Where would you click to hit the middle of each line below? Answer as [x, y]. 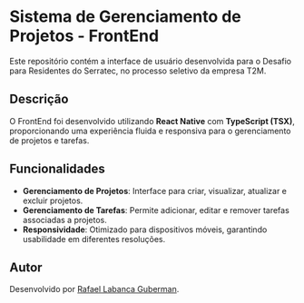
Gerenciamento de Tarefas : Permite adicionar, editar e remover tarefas [156, 210]
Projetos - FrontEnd [84, 36]
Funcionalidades [58, 169]
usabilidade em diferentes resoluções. [94, 239]
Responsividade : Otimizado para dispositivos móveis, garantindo [145, 230]
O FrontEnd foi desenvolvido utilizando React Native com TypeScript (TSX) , [152, 121]
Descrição [39, 99]
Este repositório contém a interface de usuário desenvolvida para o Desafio [151, 61]
